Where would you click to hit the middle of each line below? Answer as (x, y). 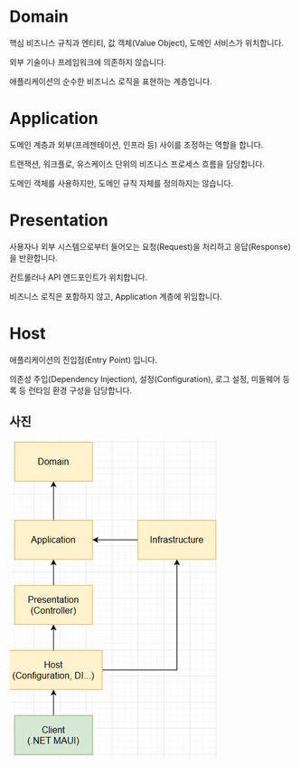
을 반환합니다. (34, 258)
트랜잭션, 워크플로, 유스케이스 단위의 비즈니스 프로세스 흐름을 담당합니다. (137, 164)
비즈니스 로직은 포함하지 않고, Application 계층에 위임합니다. (116, 296)
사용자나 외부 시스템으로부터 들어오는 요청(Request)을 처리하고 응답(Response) (150, 246)
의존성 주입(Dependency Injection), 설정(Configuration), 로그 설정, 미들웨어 (145, 379)
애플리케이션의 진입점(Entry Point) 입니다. (84, 360)
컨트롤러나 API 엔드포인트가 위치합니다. (79, 277)
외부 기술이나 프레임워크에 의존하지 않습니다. (88, 62)
